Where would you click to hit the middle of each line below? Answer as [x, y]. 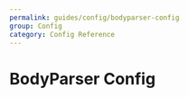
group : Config [36, 26]
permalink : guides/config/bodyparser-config [94, 18]
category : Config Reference [62, 34]
